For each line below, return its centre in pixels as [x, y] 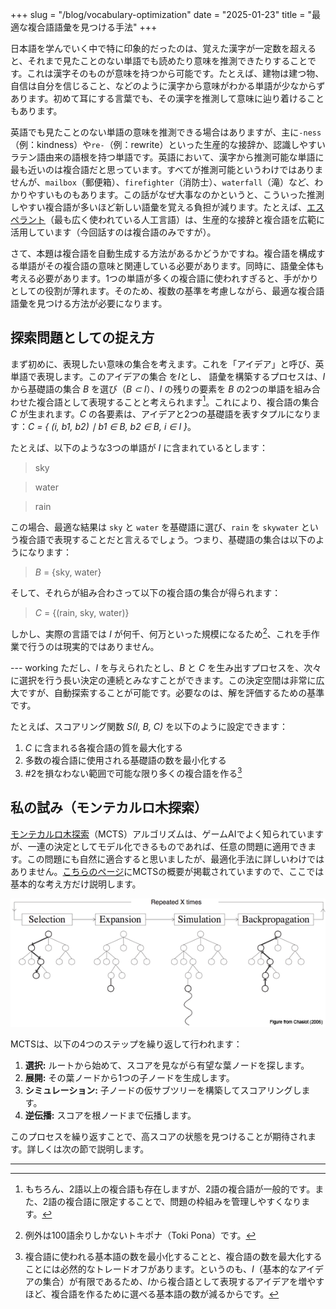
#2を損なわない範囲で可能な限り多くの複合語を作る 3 [133, 772]
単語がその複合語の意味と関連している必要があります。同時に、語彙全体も [171, 266]
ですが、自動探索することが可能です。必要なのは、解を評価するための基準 [171, 693]
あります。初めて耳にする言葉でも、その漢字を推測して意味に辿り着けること [167, 98]
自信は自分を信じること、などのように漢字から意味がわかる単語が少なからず [168, 86]
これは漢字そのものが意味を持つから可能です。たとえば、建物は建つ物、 [175, 73]
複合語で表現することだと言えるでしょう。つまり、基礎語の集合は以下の [167, 540]
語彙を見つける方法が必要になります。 [89, 303]
